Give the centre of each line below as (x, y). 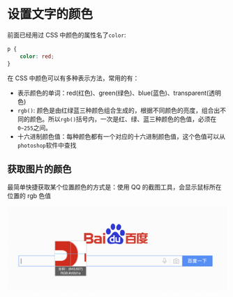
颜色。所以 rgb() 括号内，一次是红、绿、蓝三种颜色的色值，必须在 (123, 119)
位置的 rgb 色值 (29, 196)
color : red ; (37, 56)
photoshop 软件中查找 (47, 145)
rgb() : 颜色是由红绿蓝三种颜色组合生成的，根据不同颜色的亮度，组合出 (119, 110)
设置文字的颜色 (50, 14)
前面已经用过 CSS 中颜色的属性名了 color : (67, 35)
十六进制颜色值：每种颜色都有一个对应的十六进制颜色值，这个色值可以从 (121, 136)
